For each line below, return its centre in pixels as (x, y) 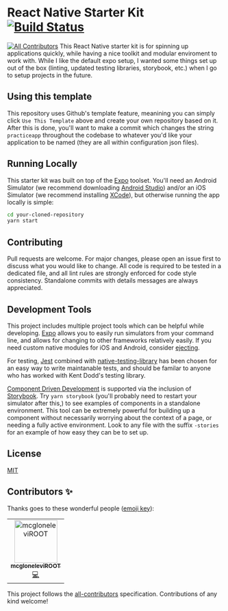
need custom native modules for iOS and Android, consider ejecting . (103, 348)
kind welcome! (28, 601)
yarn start (23, 221)
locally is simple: (30, 202)
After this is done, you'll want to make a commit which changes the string (111, 127)
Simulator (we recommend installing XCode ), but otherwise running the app (114, 195)
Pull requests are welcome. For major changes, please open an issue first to (114, 259)
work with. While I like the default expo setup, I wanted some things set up (112, 60)
